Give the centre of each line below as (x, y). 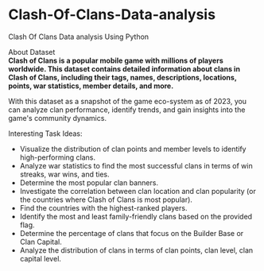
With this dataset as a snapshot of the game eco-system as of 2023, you (128, 101)
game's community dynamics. (58, 118)
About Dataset (32, 52)
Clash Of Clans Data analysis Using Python (79, 37)
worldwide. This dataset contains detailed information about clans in (124, 68)
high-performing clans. (58, 157)
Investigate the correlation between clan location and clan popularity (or (138, 191)
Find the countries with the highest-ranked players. (103, 207)
